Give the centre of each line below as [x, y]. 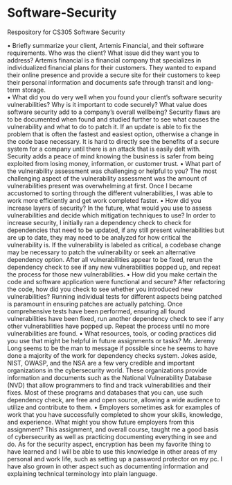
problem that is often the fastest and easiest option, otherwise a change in [113, 134]
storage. [34, 90]
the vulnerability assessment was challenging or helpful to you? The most [112, 171]
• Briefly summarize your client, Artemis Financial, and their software [106, 45]
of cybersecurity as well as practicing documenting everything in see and [112, 436]
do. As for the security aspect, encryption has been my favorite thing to [109, 444]
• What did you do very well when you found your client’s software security [115, 97]
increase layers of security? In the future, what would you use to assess [110, 208]
